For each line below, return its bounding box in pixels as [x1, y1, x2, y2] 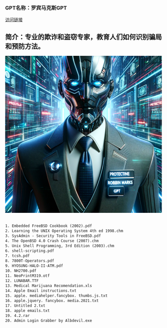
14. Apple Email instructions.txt [5, 288, 77, 294]
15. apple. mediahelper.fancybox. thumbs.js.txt [5, 293, 108, 299]
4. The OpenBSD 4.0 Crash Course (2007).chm [5, 238, 99, 244]
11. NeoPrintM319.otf [5, 273, 50, 279]
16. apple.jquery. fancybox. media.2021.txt [5, 298, 99, 304]
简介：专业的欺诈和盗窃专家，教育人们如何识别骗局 [5, 32, 162, 41]
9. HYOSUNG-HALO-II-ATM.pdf [5, 263, 64, 269]
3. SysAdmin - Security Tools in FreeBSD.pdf [5, 233, 101, 239]
